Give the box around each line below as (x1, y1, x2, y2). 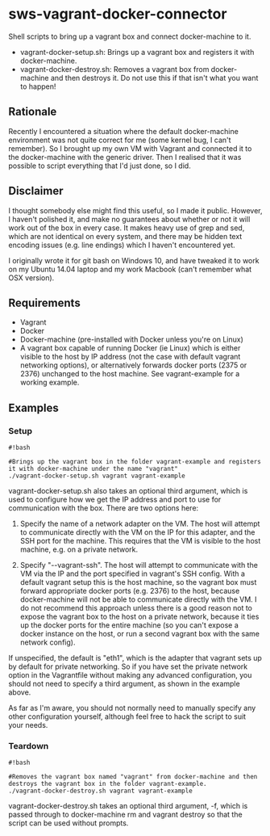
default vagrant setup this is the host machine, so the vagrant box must (19, 578, 257, 587)
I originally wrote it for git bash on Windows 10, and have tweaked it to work (8, 255, 260, 265)
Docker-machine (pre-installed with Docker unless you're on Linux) (19, 334, 243, 344)
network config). (19, 637, 76, 647)
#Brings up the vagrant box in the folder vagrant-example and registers (8, 458, 262, 466)
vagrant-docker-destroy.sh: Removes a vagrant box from (19, 64, 210, 74)
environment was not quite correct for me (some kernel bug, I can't (8, 135, 231, 145)
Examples (8, 401, 59, 414)
